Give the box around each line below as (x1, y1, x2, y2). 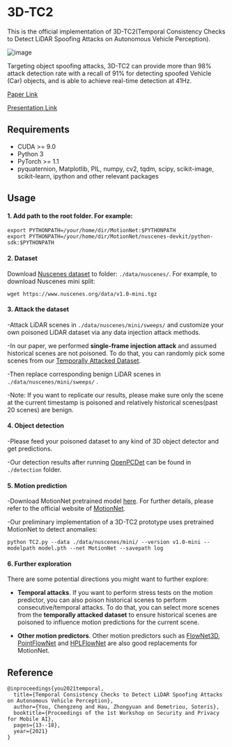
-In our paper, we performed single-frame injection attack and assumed (7, 341, 217, 349)
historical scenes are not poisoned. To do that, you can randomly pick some (7, 349, 225, 357)
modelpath (7, 545, 36, 552)
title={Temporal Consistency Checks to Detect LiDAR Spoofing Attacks (13, 691, 223, 698)
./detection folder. (7, 465, 62, 474)
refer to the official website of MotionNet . (7, 504, 126, 513)
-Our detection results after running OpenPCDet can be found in (7, 458, 192, 466)
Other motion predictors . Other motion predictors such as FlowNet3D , (17, 632, 221, 640)
